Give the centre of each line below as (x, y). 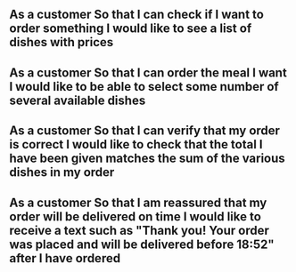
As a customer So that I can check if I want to (137, 15)
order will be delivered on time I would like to (135, 216)
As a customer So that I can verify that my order (145, 131)
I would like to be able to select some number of (144, 87)
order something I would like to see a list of (131, 29)
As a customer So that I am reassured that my (138, 202)
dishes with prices (62, 42)
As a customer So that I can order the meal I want (148, 72)
